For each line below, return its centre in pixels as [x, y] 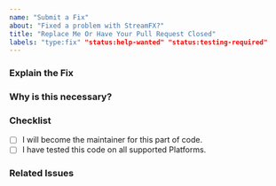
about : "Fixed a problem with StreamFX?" [87, 26]
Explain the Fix [41, 74]
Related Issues [41, 174]
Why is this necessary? [61, 97]
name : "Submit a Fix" [49, 17]
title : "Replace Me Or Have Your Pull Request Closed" [113, 34]
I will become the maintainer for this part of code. [112, 140]
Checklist [30, 120]
